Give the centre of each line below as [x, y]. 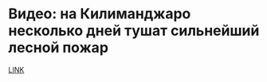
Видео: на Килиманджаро [100, 14]
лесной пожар [59, 48]
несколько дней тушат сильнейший [134, 31]
